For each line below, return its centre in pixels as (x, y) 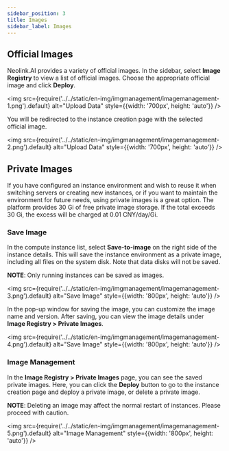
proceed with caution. (38, 412)
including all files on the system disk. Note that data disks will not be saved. (114, 262)
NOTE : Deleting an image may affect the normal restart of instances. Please (114, 405)
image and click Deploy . (41, 85)
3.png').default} (29, 296)
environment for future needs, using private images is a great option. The (110, 200)
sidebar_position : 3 (37, 13)
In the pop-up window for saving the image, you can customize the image (111, 309)
